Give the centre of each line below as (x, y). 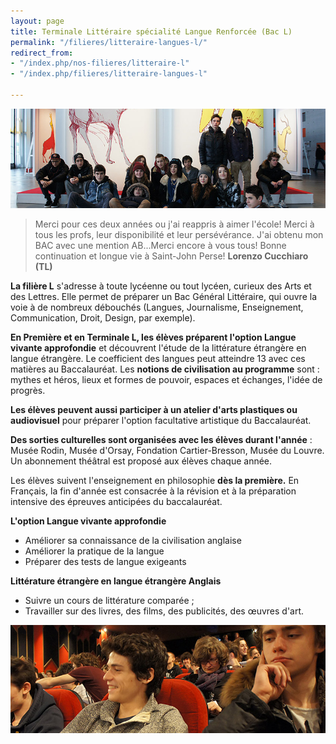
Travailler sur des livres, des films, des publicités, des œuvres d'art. (164, 611)
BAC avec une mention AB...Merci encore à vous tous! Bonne (160, 246)
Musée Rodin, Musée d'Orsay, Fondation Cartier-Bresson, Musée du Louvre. (167, 451)
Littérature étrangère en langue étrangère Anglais (116, 581)
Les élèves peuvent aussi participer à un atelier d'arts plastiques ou (154, 410)
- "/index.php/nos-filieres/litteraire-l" (100, 63)
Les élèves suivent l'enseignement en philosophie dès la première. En (155, 481)
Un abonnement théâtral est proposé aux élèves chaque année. (141, 461)
